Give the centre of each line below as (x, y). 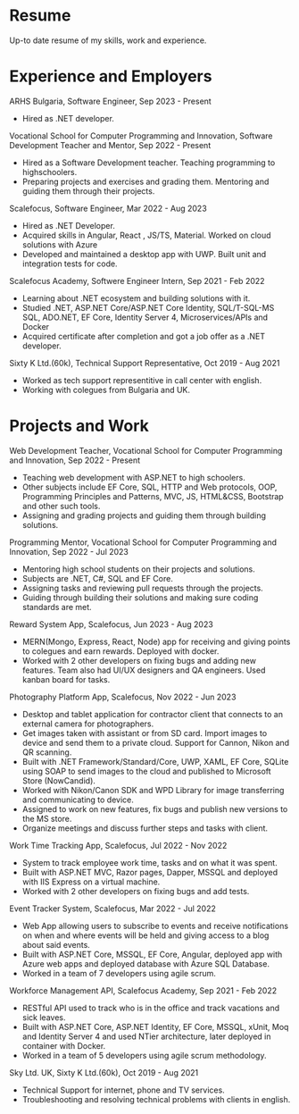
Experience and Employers (111, 76)
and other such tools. (61, 506)
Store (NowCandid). (59, 780)
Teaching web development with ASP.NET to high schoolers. (133, 477)
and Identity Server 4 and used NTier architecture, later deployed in (146, 1036)
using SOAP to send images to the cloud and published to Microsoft (146, 771)
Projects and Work (79, 426)
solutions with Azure (60, 244)
